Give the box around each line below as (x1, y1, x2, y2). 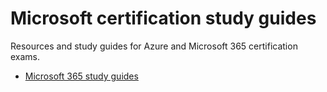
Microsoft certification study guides (10, 7, 317, 30)
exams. (10, 50, 41, 62)
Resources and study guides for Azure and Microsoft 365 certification (10, 40, 298, 52)
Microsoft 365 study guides (24, 70, 139, 82)
